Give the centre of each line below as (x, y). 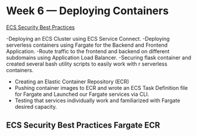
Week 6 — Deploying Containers (88, 11)
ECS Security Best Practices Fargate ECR (83, 125)
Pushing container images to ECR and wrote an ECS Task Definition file (101, 88)
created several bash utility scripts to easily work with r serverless (87, 64)
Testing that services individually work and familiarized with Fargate (97, 100)
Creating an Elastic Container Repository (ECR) (72, 82)
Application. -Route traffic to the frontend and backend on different (88, 51)
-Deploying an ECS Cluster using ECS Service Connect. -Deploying (88, 38)
